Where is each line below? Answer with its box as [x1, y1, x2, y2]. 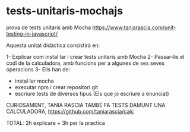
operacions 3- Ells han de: [6, 65, 71, 73]
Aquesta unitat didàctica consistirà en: [6, 42, 100, 49]
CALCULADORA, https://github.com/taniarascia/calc [6, 108, 134, 115]
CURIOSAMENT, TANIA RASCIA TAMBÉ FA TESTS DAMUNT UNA [6, 101, 166, 108]
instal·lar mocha [14, 77, 55, 84]
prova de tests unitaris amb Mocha [6, 24, 91, 31]
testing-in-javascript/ [6, 30, 58, 37]
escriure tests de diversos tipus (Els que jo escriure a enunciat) [14, 90, 169, 97]
